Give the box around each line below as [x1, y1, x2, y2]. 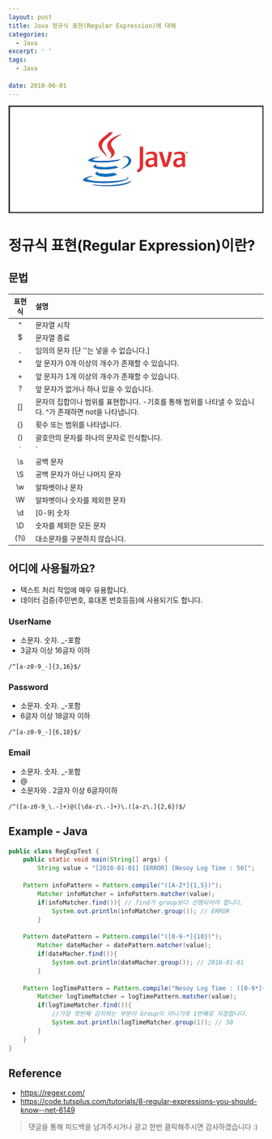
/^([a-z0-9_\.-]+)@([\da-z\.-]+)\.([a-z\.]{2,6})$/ [8, 802, 186, 811]
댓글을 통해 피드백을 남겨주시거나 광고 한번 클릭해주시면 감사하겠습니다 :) [28, 1122, 258, 1132]
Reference [8, 1066, 62, 1080]
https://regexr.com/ [19, 1088, 85, 1098]
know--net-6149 [19, 1105, 75, 1115]
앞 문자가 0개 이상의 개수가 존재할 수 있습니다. [35, 358, 180, 369]
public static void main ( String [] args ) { [23, 856, 168, 864]
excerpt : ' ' [8, 47, 53, 56]
